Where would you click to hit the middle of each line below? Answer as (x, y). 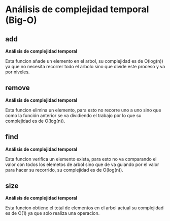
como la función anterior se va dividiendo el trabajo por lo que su (73, 115)
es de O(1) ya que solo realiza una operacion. (53, 213)
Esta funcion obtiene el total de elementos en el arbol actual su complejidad (84, 208)
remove (18, 88)
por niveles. (18, 72)
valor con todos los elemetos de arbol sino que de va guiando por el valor (82, 164)
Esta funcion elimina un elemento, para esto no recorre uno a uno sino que (83, 110)
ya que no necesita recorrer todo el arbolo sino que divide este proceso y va (85, 66)
